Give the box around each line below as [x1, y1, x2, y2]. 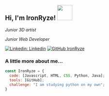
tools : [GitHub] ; [9, 78, 45, 82]
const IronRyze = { [5, 69, 45, 74]
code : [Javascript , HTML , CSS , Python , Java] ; [9, 73, 105, 78]
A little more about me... [5, 58, 63, 64]
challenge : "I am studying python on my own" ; [9, 82, 105, 87]
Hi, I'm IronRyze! [5, 14, 56, 22]
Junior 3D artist [5, 27, 36, 32]
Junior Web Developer [5, 36, 50, 42]
